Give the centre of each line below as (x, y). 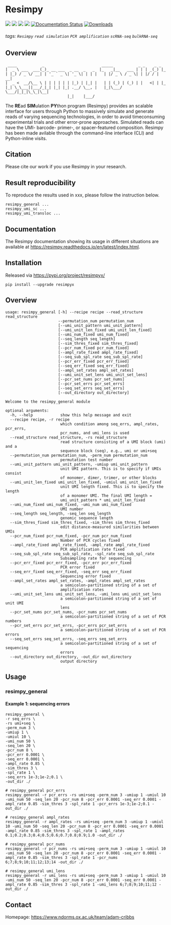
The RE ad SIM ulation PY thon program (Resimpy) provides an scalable (79, 105)
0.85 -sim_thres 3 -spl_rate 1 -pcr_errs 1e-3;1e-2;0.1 (89, 804)
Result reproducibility (40, 183)
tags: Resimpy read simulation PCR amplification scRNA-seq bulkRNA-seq (81, 36)
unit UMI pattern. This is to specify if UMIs (111, 469)
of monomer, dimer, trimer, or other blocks (109, 478)
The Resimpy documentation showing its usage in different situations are (82, 241)
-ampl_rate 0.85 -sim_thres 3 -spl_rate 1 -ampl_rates (65, 831)
